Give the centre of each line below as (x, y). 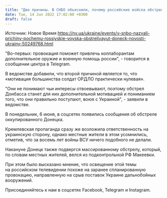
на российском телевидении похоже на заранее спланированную (76, 170)
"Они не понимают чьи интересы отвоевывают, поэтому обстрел (75, 89)
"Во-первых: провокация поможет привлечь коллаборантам (70, 53)
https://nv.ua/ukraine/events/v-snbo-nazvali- (104, 33)
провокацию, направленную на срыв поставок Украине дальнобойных (81, 175)
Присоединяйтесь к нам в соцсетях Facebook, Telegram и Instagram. (78, 190)
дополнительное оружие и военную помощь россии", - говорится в (77, 59)
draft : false (19, 19)
